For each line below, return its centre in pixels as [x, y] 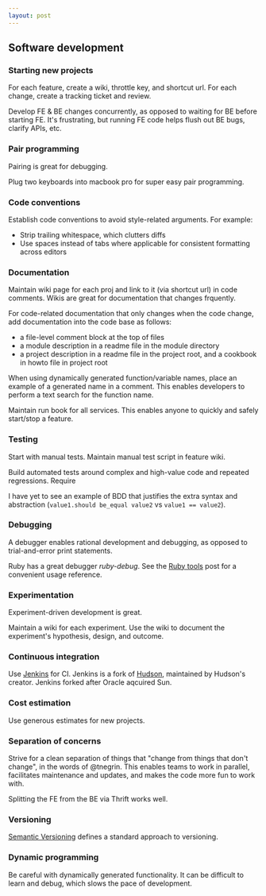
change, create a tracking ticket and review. [80, 96]
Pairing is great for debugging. [58, 166]
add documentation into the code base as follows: [90, 322]
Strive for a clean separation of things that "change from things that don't [128, 758]
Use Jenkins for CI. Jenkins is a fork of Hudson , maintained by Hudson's [127, 674]
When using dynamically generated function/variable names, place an [123, 378]
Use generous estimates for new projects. [77, 720]
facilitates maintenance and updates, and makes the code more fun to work [132, 774]
